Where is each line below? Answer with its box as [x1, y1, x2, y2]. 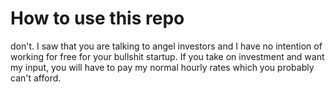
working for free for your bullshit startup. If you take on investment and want [10, 50, 325, 62]
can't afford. [10, 72, 62, 84]
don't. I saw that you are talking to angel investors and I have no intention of [10, 40, 323, 52]
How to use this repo [10, 7, 185, 30]
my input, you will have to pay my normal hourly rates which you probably [10, 61, 315, 73]
